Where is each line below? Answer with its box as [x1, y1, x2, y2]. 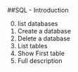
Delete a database [17, 34, 71, 43]
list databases [17, 20, 58, 27]
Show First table [17, 49, 65, 57]
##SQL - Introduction [7, 6, 69, 14]
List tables [17, 42, 48, 50]
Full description [17, 57, 63, 65]
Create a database [17, 27, 72, 35]
